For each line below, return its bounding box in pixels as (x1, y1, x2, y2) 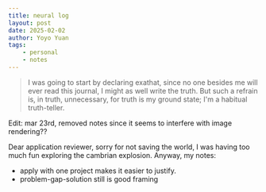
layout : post (8, 19, 52, 27)
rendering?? (8, 126, 48, 136)
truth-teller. (27, 102, 65, 112)
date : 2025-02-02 (8, 26, 66, 34)
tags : (8, 41, 26, 49)
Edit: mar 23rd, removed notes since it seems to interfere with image (8, 118, 233, 128)
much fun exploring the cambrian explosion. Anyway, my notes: (8, 150, 217, 159)
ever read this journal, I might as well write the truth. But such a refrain (27, 86, 258, 95)
